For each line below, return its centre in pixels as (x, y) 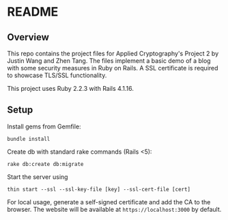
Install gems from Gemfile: (44, 126)
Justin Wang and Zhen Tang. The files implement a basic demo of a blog (109, 61)
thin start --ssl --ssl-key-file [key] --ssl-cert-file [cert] (99, 189)
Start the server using (38, 177)
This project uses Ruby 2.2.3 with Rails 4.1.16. (71, 88)
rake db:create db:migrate (45, 164)
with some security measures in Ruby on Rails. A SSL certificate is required (113, 68)
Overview (28, 37)
